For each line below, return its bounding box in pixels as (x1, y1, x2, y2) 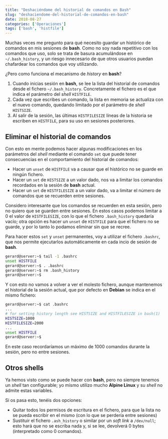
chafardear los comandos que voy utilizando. (5, 61, 99, 67)
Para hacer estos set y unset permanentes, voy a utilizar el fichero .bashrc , (5, 233, 160, 239)
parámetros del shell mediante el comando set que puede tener (5, 151, 137, 157)
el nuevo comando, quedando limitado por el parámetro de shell (12, 102, 145, 108)
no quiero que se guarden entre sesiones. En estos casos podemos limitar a (5, 208, 162, 214)
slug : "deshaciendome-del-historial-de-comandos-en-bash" (5, 12, 129, 17)
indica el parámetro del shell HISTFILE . (12, 91, 92, 97)
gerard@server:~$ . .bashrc (5, 263, 64, 268)
